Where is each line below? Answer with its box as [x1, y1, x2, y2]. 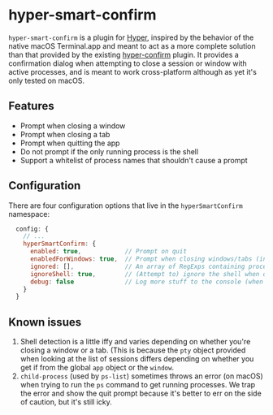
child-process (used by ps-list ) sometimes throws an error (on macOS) [19, 371, 264, 381]
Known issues [8, 315, 82, 329]
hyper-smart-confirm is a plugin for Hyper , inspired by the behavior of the [8, 32, 254, 42]
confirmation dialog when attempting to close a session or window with [8, 58, 248, 68]
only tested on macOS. [8, 76, 85, 85]
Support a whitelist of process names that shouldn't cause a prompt [19, 155, 248, 165]
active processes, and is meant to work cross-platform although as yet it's [8, 67, 258, 76]
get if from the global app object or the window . [19, 363, 175, 373]
